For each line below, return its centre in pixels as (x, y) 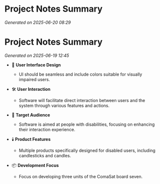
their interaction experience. (47, 129)
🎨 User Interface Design (36, 65)
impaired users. (34, 79)
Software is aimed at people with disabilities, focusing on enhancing (87, 124)
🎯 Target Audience (31, 115)
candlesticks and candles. (45, 155)
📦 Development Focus (35, 165)
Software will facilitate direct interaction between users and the (82, 100)
